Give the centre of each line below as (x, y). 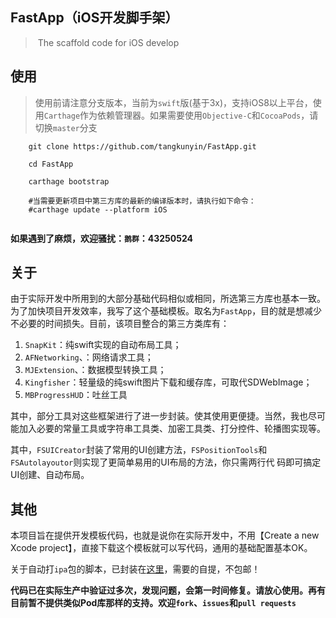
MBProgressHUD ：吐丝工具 (76, 395)
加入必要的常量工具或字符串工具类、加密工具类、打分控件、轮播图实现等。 (172, 429)
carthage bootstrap (69, 181)
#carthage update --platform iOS (98, 209)
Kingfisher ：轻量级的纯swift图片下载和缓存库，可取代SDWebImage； (168, 382)
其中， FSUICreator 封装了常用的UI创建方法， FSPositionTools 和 (139, 450)
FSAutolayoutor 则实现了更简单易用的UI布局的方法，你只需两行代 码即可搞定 (166, 462)
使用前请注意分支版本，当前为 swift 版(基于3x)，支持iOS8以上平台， (173, 102)
